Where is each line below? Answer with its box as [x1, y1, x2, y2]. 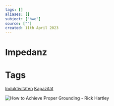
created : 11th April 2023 [5, 26, 58, 31]
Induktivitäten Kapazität [5, 86, 54, 92]
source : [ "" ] [5, 21, 32, 26]
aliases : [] [5, 12, 30, 17]
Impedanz [5, 47, 48, 58]
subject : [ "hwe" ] [5, 16, 41, 21]
